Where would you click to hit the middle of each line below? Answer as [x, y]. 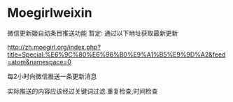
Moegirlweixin [50, 13]
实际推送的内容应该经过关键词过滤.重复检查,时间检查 [83, 91]
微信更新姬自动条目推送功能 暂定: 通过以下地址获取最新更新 [93, 33]
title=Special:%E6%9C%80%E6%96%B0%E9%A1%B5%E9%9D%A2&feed [116, 54]
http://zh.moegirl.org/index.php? [54, 47]
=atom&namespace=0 [40, 61]
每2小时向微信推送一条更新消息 [52, 76]
